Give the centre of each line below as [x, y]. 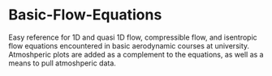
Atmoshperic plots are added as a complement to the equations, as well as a [136, 54]
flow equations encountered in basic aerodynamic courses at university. [129, 45]
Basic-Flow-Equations [85, 15]
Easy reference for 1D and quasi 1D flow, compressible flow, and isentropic [133, 37]
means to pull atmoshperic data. [62, 63]
